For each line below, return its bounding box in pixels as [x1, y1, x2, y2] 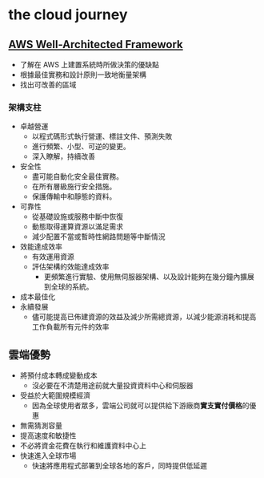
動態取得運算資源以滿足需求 [31, 222, 124, 232]
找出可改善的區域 [19, 80, 77, 89]
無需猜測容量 [19, 421, 62, 431]
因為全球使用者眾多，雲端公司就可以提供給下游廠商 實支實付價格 [31, 401, 242, 411]
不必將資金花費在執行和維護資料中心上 [19, 441, 146, 451]
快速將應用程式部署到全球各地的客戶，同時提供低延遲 [31, 461, 208, 471]
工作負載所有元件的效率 [31, 322, 110, 332]
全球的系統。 [50, 282, 94, 292]
